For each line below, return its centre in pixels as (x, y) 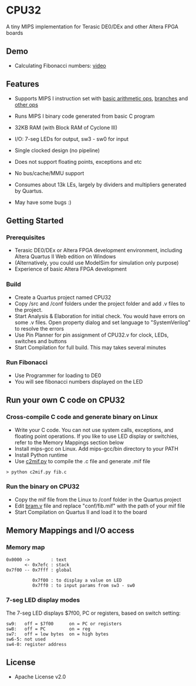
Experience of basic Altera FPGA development (71, 269)
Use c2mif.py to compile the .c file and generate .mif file (82, 461)
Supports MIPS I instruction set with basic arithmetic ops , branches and (101, 98)
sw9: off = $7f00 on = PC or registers (64, 624)
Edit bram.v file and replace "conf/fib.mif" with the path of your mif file (100, 506)
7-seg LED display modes (43, 600)
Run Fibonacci (27, 362)
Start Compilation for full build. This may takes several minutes (90, 347)
